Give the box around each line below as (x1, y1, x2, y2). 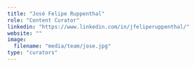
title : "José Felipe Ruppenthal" (7, 10, 105, 17)
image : (7, 36, 27, 43)
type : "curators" (7, 50, 58, 57)
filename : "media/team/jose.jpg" (13, 43, 112, 50)
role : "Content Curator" (7, 17, 80, 24)
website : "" (7, 29, 42, 37)
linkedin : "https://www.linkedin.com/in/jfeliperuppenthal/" (7, 23, 190, 30)
